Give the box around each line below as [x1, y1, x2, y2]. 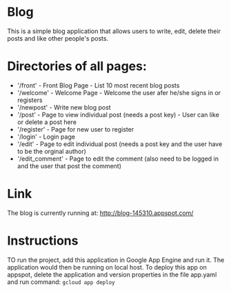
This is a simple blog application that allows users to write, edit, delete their [7, 27, 221, 35]
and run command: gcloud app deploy [7, 277, 115, 286]
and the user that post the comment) [17, 161, 122, 170]
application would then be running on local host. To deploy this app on [7, 263, 207, 271]
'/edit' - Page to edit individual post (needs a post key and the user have [17, 139, 223, 148]
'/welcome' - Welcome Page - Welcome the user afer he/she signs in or [17, 88, 221, 97]
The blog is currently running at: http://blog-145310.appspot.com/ [7, 208, 194, 217]
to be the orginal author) [17, 147, 86, 155]
